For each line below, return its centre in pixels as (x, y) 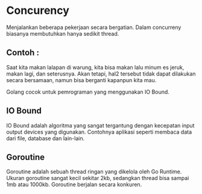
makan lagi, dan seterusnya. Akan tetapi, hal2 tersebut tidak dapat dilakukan (101, 74)
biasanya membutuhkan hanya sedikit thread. (63, 33)
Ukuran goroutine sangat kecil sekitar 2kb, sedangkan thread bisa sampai (98, 178)
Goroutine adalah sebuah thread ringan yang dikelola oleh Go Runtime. (94, 172)
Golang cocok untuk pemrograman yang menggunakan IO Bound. (88, 92)
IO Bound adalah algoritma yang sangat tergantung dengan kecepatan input (100, 125)
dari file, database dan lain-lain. (46, 138)
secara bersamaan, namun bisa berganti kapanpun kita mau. (81, 80)
